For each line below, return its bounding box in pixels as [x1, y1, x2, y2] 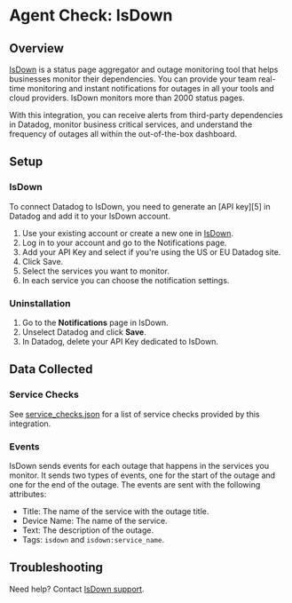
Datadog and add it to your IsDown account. [9, 210, 171, 221]
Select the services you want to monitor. [21, 266, 170, 276]
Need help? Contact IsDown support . [9, 583, 145, 594]
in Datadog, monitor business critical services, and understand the [9, 119, 253, 130]
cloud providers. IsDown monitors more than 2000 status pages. [9, 92, 246, 103]
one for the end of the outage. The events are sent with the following [9, 479, 261, 489]
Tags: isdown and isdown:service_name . [21, 534, 165, 544]
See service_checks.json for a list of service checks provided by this [9, 409, 260, 419]
